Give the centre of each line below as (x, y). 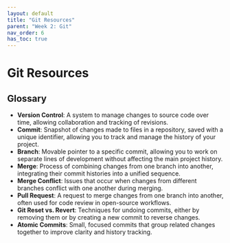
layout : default (30, 13)
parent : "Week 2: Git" (39, 26)
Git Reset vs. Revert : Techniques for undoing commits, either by (108, 210)
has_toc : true (27, 39)
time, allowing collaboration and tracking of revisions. (93, 123)
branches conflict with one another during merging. (90, 188)
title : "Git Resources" (41, 20)
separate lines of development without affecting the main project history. (120, 159)
